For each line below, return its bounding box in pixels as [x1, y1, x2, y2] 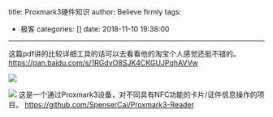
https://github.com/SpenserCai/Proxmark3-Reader [24, 100, 195, 109]
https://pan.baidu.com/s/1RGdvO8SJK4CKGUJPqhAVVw [8, 58, 199, 67]
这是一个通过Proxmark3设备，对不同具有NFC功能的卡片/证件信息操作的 [18, 90, 258, 99]
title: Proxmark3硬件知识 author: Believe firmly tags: [8, 7, 182, 16]
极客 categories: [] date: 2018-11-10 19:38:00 [19, 24, 170, 34]
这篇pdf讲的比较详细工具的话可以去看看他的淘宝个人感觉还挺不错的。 [8, 49, 241, 58]
